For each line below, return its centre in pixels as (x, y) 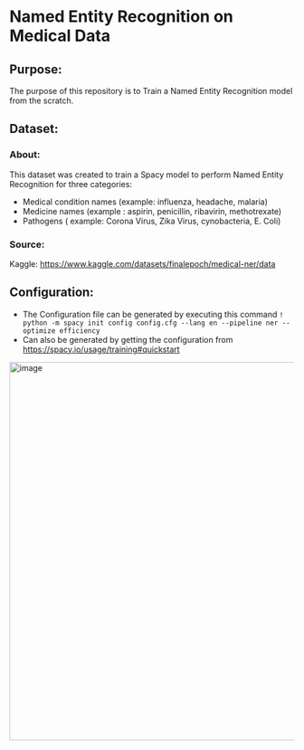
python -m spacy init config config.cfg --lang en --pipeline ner (150, 323)
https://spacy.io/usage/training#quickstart (101, 349)
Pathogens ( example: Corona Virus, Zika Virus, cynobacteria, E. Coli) (152, 221)
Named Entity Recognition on (121, 17)
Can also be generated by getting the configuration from (128, 339)
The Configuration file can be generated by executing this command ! (153, 314)
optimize (39, 331)
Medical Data (60, 36)
